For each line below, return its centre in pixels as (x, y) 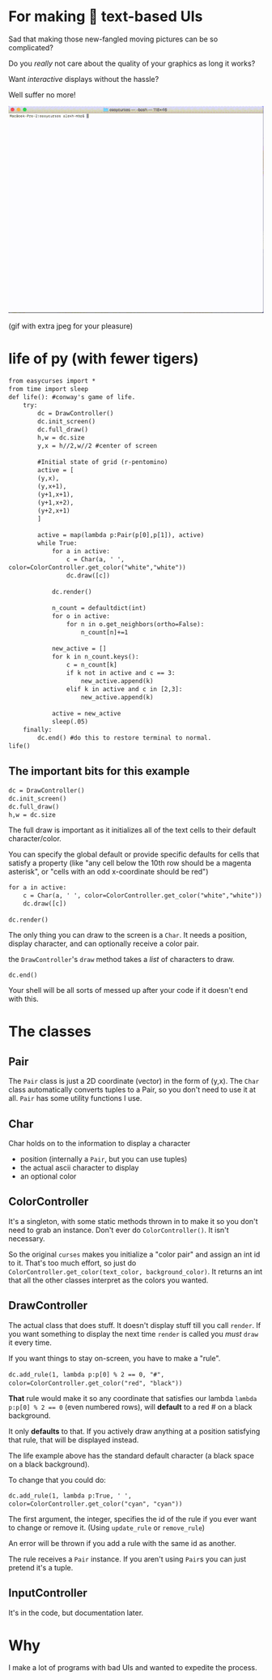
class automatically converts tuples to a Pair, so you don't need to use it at (132, 1089)
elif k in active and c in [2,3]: (124, 690)
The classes (50, 1031)
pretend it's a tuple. (41, 1567)
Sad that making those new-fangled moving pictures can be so (113, 39)
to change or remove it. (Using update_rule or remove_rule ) (106, 1527)
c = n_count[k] (91, 665)
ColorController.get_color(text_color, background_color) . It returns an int (136, 1271)
